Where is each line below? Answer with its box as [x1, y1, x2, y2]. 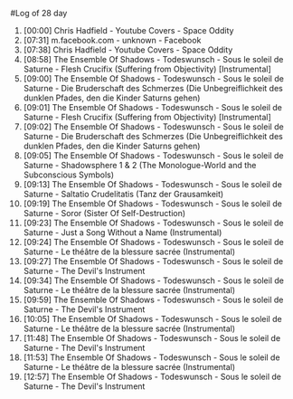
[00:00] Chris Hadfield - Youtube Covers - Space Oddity [23, 25, 234, 35]
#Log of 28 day [10, 8, 68, 18]
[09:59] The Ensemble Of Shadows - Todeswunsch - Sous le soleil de [23, 294, 284, 305]
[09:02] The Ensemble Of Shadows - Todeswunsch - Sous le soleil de [23, 121, 284, 132]
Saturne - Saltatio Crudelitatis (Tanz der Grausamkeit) [23, 189, 224, 199]
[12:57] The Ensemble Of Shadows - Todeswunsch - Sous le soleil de [23, 371, 281, 382]
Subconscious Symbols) [23, 169, 115, 180]
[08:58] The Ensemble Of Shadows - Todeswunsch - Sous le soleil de [23, 54, 284, 64]
